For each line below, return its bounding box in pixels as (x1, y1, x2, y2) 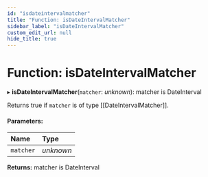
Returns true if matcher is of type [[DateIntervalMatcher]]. (7, 101, 170, 110)
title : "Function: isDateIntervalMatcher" (7, 16, 130, 23)
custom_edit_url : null (7, 29, 72, 36)
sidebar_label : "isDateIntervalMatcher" (7, 23, 125, 29)
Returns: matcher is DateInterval (7, 163, 100, 172)
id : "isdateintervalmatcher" (7, 10, 91, 17)
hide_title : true (7, 36, 57, 43)
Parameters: (7, 117, 43, 125)
